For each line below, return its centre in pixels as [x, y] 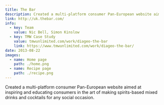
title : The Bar [20, 10]
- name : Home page [28, 60]
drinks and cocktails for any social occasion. [50, 97]
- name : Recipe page [30, 69]
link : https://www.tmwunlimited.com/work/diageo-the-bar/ [74, 46]
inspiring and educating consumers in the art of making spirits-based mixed [81, 92]
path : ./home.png [31, 64]
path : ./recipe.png [34, 73]
